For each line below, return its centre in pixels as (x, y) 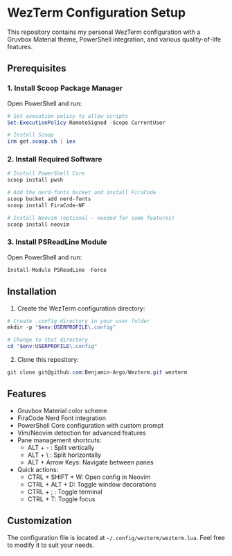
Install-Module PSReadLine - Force (57, 270)
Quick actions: (38, 469)
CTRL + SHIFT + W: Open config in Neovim (89, 477)
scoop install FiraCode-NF (46, 205)
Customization (40, 521)
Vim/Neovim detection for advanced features (82, 433)
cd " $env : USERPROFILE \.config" (52, 347)
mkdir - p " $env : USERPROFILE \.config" (62, 327)
